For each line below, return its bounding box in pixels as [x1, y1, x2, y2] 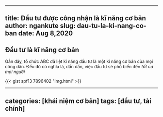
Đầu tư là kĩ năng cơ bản [5, 45, 79, 54]
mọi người [5, 69, 25, 75]
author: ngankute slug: [5, 22, 76, 30]
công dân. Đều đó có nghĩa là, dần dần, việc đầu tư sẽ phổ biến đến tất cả [5, 64, 154, 70]
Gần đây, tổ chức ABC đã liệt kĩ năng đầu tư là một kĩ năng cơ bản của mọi [5, 58, 153, 64]
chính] [5, 104, 25, 113]
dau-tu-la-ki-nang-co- [77, 22, 147, 30]
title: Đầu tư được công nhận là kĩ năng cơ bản [5, 14, 147, 22]
